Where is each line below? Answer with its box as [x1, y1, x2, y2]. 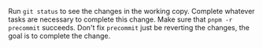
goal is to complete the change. [8, 31, 111, 40]
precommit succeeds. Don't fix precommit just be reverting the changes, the [8, 23, 250, 32]
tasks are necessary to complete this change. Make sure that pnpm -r [8, 15, 233, 24]
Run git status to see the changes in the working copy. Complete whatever [8, 7, 255, 15]
